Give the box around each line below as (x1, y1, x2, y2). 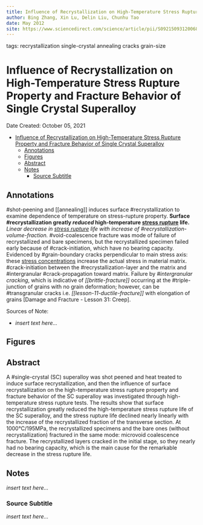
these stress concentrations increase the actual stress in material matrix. (6, 258, 187, 264)
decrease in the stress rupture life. (6, 451, 92, 458)
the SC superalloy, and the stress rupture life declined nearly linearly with (6, 412, 189, 419)
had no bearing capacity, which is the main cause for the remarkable (6, 444, 177, 451)
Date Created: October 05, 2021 (6, 122, 86, 129)
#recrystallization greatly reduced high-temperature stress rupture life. (6, 219, 190, 226)
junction (6, 283, 27, 290)
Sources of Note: (6, 308, 49, 315)
